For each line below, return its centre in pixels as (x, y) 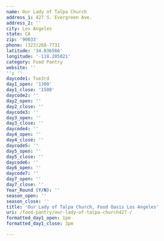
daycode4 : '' (22, 129)
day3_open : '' (24, 118)
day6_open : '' (24, 168)
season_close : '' (28, 201)
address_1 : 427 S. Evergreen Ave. (49, 17)
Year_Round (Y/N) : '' (33, 190)
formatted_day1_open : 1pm (38, 218)
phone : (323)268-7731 (33, 46)
